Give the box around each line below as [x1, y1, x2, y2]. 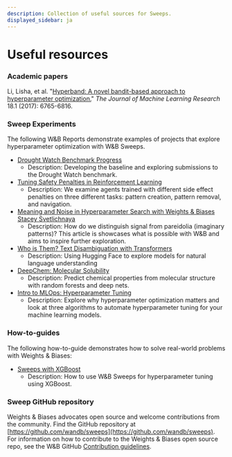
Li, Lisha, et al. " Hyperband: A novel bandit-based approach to [7, 87, 186, 95]
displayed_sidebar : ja [7, 17, 73, 24]
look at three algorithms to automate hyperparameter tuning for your [27, 304, 223, 312]
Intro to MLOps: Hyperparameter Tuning [17, 289, 132, 297]
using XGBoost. [27, 379, 72, 388]
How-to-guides [7, 328, 60, 338]
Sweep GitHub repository [7, 397, 94, 406]
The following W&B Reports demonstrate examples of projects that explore [7, 135, 220, 143]
